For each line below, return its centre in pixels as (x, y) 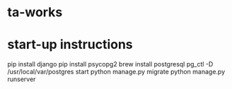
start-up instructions (70, 45)
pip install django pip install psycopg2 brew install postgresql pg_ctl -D (110, 64)
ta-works (35, 12)
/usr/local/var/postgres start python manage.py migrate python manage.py (116, 72)
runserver (22, 79)
